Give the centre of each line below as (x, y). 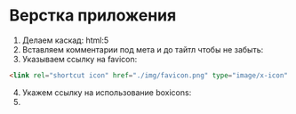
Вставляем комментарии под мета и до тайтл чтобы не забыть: (143, 49)
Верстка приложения (93, 16)
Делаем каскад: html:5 (65, 40)
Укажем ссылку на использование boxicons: (107, 92)
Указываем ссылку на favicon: (80, 59)
